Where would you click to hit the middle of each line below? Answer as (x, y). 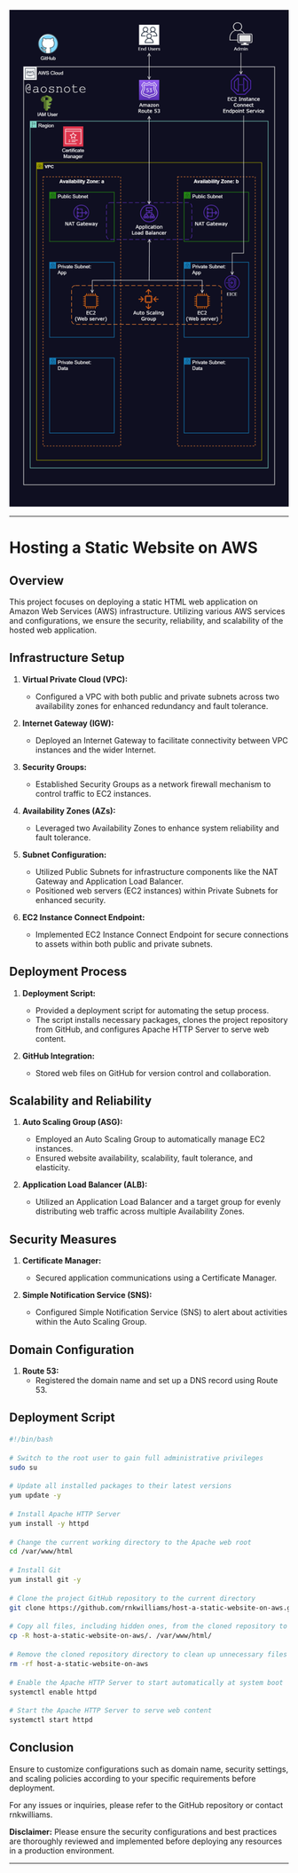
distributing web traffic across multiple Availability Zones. (140, 1211)
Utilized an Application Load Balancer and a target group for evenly (158, 1202)
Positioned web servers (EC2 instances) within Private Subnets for (157, 890)
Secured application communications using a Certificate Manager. (156, 1278)
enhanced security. (71, 900)
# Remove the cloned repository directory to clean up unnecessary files (149, 1655)
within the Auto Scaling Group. (91, 1322)
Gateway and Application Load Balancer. (109, 881)
